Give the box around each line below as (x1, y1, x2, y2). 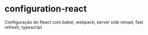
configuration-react (4, 3, 87, 14)
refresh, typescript (4, 24, 42, 30)
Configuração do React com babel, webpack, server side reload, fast (4, 19, 144, 25)
